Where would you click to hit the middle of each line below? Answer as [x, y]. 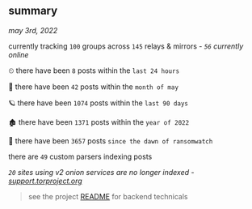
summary [33, 11]
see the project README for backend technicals [108, 196]
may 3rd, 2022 [33, 30]
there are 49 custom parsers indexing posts [80, 156]
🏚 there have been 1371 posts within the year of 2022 [99, 122]
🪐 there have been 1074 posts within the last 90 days [98, 103]
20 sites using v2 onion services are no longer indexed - [101, 172]
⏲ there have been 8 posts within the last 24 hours [94, 70]
